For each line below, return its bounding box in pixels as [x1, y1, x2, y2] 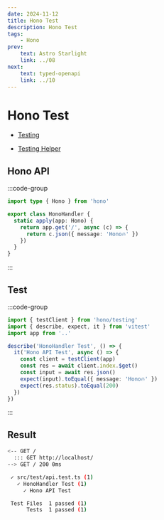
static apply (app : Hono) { [13, 217, 94, 224]
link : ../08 [20, 57, 55, 64]
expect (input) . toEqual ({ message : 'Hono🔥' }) [20, 375, 158, 383]
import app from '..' [7, 329, 72, 336]
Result [7, 428, 37, 441]
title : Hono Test [7, 17, 59, 24]
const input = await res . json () [20, 369, 116, 376]
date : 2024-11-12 [7, 10, 59, 18]
